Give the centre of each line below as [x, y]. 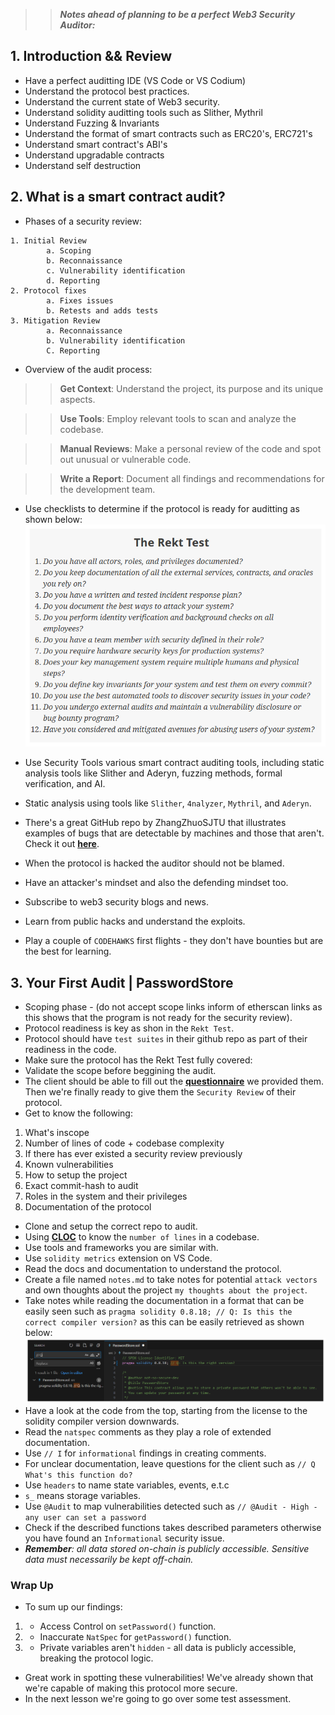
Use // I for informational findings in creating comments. [145, 1453]
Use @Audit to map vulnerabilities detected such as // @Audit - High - [171, 1506]
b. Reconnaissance [84, 260]
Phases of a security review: [83, 221]
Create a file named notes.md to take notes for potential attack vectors [171, 1280]
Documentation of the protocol [88, 1207]
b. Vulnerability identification [116, 340]
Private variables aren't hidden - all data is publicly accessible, [168, 1648]
